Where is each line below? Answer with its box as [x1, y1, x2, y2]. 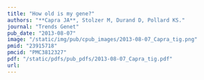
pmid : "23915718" [7, 42, 58, 49]
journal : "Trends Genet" [7, 23, 79, 30]
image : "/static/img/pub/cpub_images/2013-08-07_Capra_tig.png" [7, 36, 198, 43]
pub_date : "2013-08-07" [7, 29, 77, 37]
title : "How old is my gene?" [7, 10, 95, 17]
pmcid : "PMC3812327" [7, 49, 68, 56]
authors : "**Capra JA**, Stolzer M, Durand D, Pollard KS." [7, 17, 186, 24]
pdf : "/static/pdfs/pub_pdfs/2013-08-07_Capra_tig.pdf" [7, 56, 173, 63]
